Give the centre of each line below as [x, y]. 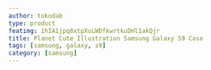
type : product [32, 23]
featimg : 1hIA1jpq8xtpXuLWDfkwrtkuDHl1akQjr [84, 31]
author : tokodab [35, 16]
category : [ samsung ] [43, 53]
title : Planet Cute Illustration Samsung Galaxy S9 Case [106, 38]
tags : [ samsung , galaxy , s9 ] [57, 46]
